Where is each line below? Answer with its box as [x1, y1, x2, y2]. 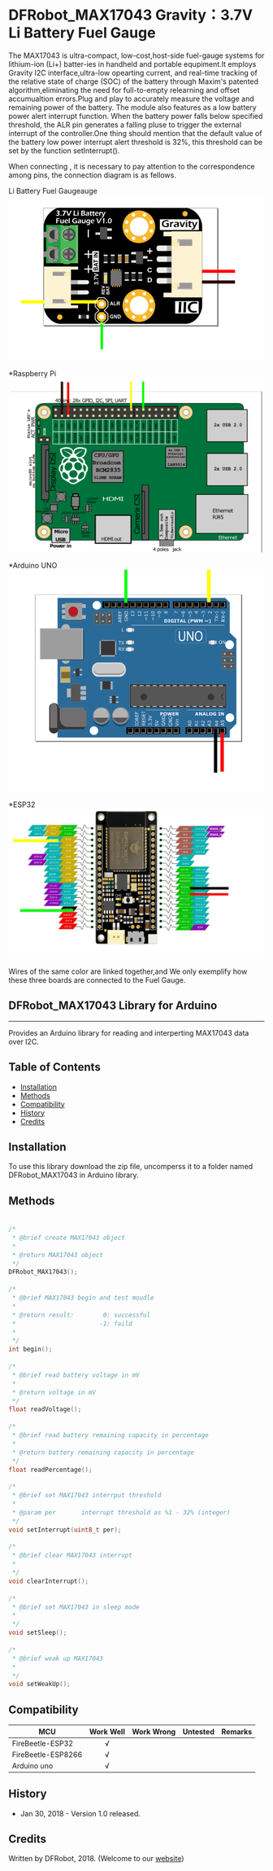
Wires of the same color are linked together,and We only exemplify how [8, 966, 248, 976]
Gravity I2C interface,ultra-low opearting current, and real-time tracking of [8, 68, 258, 77]
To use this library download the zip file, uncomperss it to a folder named [8, 1162, 253, 1172]
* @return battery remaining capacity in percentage [11, 1448, 195, 1457]
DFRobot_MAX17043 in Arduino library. [8, 1170, 140, 1180]
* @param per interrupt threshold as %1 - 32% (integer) [11, 1508, 231, 1517]
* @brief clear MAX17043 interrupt [11, 1551, 132, 1560]
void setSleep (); [8, 1628, 67, 1637]
